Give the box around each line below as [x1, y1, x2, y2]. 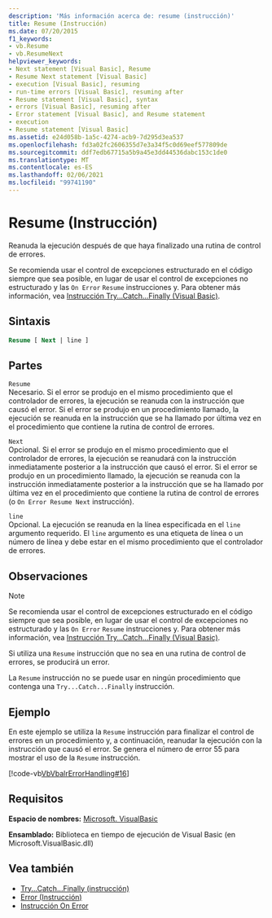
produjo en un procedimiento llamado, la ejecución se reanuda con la [8, 471, 240, 481]
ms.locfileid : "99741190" [8, 178, 96, 187]
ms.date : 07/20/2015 [8, 27, 79, 35]
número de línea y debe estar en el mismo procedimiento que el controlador [8, 537, 263, 547]
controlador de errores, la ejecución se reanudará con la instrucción [8, 454, 237, 463]
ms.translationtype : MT [8, 156, 90, 164]
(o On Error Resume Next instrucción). [8, 497, 134, 507]
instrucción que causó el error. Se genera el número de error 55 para [8, 744, 240, 753]
